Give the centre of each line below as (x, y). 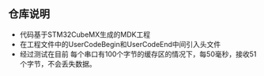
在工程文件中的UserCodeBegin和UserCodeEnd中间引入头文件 (120, 44)
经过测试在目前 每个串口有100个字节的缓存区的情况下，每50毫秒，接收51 (138, 54)
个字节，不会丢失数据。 (58, 63)
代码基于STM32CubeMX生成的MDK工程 (85, 34)
